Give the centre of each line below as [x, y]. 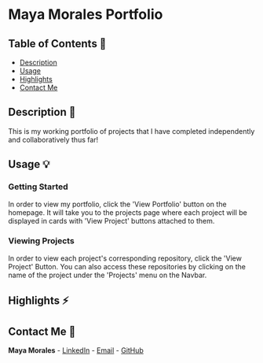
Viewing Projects [41, 241]
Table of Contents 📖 [57, 44]
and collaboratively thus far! [53, 139]
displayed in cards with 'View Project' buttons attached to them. [111, 220]
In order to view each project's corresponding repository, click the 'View [125, 258]
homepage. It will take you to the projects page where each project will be [128, 212]
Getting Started [38, 187]
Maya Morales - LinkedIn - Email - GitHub [76, 350]
